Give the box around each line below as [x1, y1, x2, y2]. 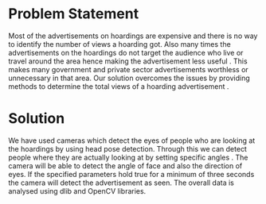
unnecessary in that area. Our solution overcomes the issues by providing [8, 73, 251, 83]
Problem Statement [8, 5, 139, 23]
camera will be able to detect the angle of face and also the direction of [8, 160, 243, 171]
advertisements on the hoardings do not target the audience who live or [8, 48, 244, 57]
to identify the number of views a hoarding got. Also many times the [8, 39, 231, 48]
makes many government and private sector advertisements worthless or [8, 64, 248, 74]
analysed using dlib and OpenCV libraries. [8, 186, 147, 195]
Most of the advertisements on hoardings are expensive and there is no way [8, 31, 258, 40]
